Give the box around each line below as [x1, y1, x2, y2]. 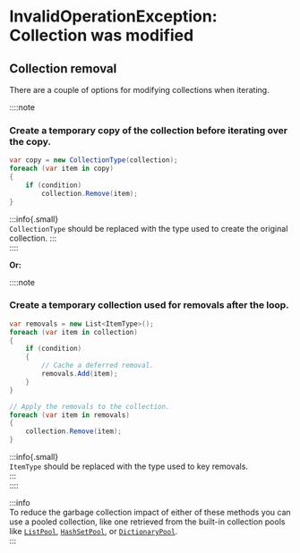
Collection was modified [9, 25, 194, 46]
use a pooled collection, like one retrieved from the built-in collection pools [9, 516, 286, 527]
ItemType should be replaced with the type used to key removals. [9, 461, 249, 472]
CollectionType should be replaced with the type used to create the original [9, 223, 288, 234]
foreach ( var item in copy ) [9, 164, 115, 174]
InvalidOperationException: [9, 6, 218, 27]
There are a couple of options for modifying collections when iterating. [9, 85, 270, 95]
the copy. [9, 135, 52, 148]
